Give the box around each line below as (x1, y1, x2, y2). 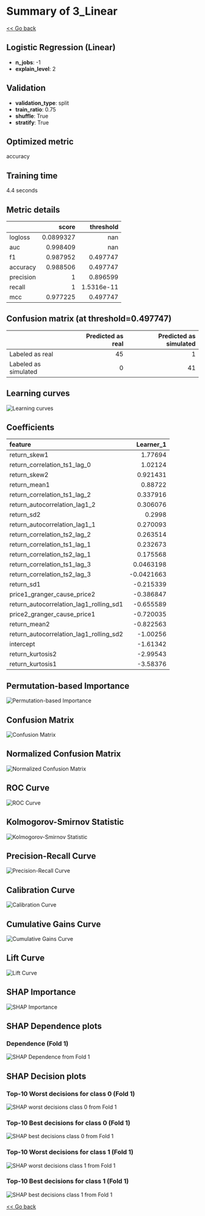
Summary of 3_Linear (6, 4, 118, 18)
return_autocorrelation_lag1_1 (9, 520, 96, 529)
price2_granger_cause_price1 (9, 610, 96, 618)
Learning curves (6, 388, 70, 399)
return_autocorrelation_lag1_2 (9, 501, 96, 509)
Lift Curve (6, 953, 45, 963)
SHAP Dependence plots (6, 1020, 102, 1031)
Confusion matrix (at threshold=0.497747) (6, 314, 172, 324)
